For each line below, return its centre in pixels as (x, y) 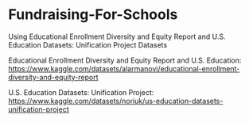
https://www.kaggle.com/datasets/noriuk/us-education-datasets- (116, 101)
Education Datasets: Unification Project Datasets (88, 44)
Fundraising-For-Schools (93, 15)
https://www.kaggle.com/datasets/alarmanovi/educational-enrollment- (124, 68)
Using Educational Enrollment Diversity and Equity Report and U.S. (117, 36)
